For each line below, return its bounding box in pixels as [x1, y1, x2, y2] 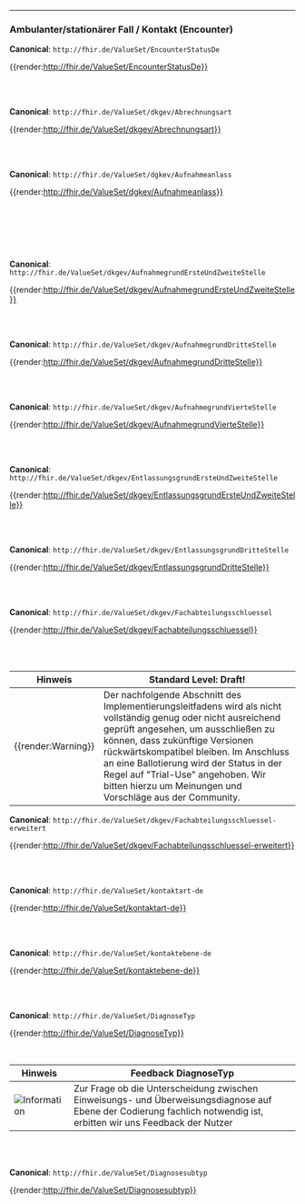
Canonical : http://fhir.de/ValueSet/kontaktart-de [9, 885, 204, 896]
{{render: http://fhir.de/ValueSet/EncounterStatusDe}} [9, 61, 209, 73]
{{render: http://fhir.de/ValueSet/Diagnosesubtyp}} [9, 1185, 197, 1196]
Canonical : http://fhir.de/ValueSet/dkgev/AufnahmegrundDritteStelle [9, 339, 277, 350]
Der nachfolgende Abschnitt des [103, 689, 242, 702]
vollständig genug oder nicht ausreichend [103, 712, 281, 724]
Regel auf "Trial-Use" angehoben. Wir [103, 768, 266, 781]
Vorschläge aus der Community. [103, 791, 241, 804]
